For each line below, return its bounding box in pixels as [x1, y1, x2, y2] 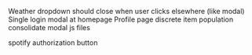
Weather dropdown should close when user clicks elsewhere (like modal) [8, 7, 245, 15]
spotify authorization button [8, 38, 98, 47]
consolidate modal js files [8, 23, 90, 32]
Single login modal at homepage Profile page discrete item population [8, 15, 234, 24]
